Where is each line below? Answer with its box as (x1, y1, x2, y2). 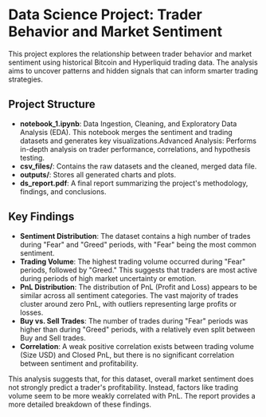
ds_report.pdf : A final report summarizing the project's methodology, (19, 178, 248, 188)
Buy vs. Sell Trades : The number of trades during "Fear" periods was (19, 316, 248, 325)
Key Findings (8, 210, 75, 224)
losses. (19, 308, 44, 317)
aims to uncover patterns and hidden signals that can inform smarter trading (8, 66, 259, 75)
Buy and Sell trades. (19, 333, 86, 343)
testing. (19, 153, 45, 162)
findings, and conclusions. (19, 186, 107, 197)
